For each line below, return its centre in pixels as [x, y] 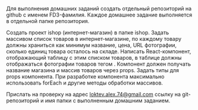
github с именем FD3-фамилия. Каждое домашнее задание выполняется [99, 15]
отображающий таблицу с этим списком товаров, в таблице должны [94, 58]
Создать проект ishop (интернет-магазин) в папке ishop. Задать [88, 33]
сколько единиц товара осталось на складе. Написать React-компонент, [99, 51]
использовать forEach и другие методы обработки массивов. [85, 83]
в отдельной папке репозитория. [48, 21]
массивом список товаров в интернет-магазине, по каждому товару [94, 39]
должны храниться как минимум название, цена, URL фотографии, [92, 45]
